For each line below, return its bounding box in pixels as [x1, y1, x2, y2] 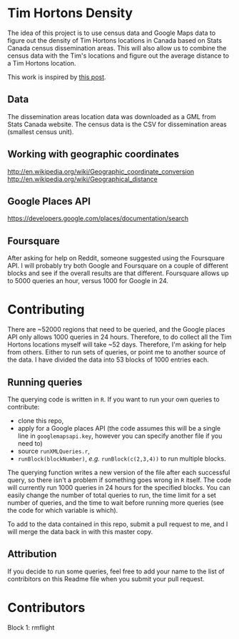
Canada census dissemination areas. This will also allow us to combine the [7, 44, 227, 52]
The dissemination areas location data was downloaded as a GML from [7, 112, 216, 121]
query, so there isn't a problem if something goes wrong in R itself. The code [7, 476, 232, 484]
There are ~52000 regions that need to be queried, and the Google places [7, 325, 225, 334]
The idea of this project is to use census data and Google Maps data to [7, 29, 216, 37]
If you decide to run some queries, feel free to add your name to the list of [7, 567, 225, 576]
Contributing [7, 302, 85, 318]
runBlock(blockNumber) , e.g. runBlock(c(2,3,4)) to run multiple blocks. [17, 454, 226, 463]
